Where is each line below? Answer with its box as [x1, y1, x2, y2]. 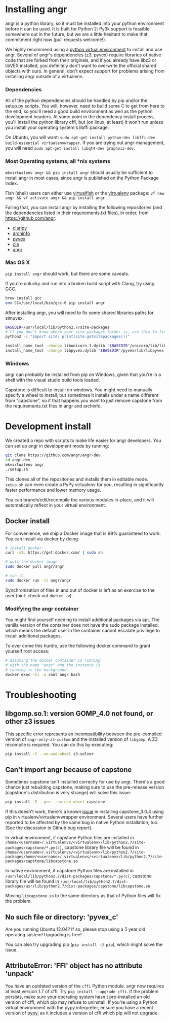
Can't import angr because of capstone [5, 765, 132, 774]
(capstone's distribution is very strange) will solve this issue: [5, 790, 132, 796]
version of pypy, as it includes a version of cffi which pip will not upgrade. [5, 1010, 159, 1016]
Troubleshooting [5, 689, 77, 701]
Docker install [5, 517, 50, 526]
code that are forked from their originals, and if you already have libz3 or [5, 57, 157, 63]
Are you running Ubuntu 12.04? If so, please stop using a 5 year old [5, 926, 146, 932]
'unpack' [5, 969, 34, 978]
